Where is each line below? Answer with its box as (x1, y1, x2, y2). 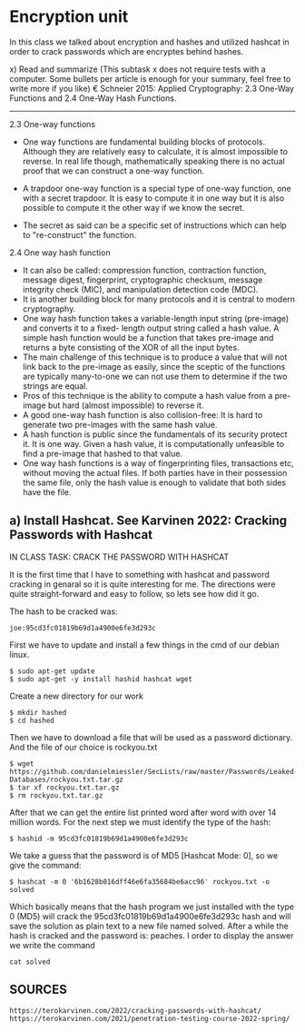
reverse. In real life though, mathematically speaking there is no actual (22, 155, 286, 166)
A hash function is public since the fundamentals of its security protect (22, 429, 288, 440)
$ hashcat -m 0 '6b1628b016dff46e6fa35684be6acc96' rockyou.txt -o (9, 877, 271, 887)
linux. (9, 649, 30, 660)
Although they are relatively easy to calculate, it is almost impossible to (22, 145, 289, 156)
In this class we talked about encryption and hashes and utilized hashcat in (9, 36, 290, 47)
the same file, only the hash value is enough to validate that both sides (22, 477, 287, 488)
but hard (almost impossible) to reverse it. (47, 400, 204, 411)
